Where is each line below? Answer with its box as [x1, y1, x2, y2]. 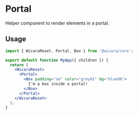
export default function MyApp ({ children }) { [5, 57, 109, 63]
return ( [10, 62, 29, 67]
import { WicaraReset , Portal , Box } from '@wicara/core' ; [5, 48, 134, 54]
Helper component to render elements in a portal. [5, 20, 109, 26]
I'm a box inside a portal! [28, 81, 88, 86]
